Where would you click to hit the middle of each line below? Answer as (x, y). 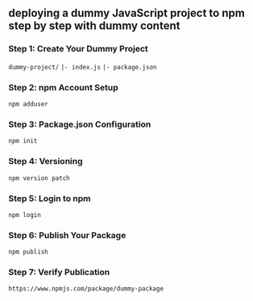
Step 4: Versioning (46, 161)
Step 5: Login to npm (50, 199)
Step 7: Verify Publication (59, 272)
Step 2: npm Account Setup (63, 87)
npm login (25, 215)
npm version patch (39, 178)
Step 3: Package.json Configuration (80, 124)
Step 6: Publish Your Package (67, 235)
